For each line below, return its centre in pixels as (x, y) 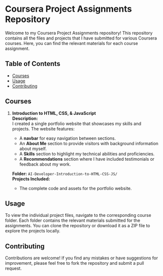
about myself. (33, 149)
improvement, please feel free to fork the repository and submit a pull (75, 263)
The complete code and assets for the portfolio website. (76, 188)
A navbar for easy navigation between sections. (67, 138)
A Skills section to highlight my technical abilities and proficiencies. (87, 154)
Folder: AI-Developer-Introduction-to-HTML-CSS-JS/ (65, 173)
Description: (25, 118)
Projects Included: (31, 179)
